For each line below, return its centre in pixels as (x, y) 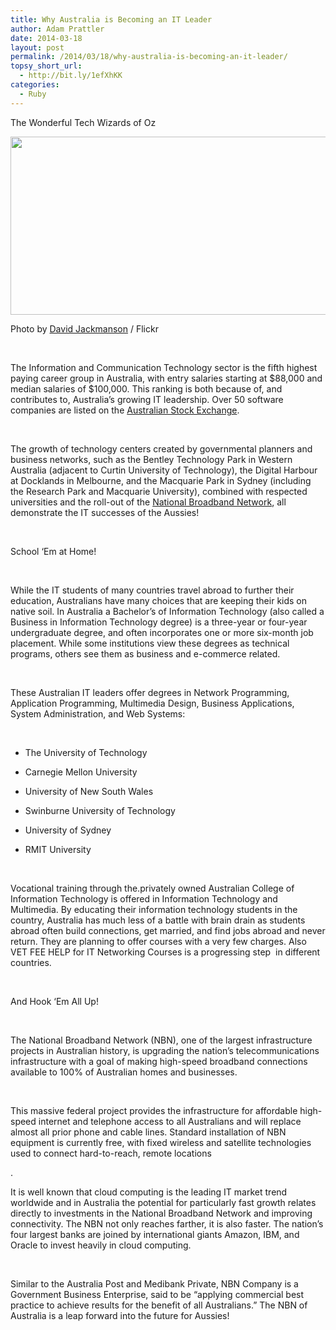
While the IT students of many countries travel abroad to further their (152, 590)
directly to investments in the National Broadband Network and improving (161, 1213)
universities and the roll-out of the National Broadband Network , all (148, 502)
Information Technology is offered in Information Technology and (144, 898)
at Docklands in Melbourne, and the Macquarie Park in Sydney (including (161, 480)
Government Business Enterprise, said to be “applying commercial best (157, 1294)
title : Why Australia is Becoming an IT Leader (111, 19)
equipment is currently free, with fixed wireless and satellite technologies (161, 1142)
